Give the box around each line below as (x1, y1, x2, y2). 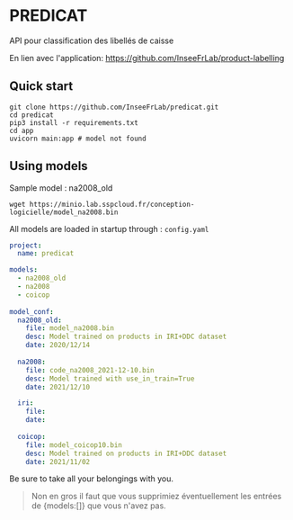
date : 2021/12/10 (25, 382, 91, 391)
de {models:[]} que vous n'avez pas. (31, 500, 166, 511)
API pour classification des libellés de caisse (9, 35, 174, 46)
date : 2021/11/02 (25, 457, 91, 466)
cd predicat (9, 110, 54, 120)
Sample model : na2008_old (9, 182, 113, 193)
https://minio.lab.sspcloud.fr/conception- (29, 200, 195, 209)
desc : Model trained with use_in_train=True (25, 374, 195, 383)
